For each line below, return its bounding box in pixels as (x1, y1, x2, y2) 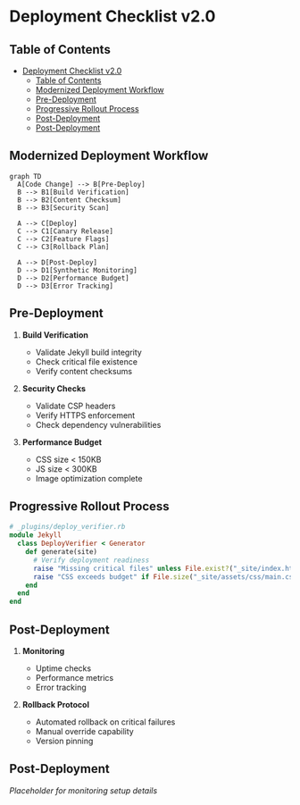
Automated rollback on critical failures (35, 717, 176, 727)
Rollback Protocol (21, 700, 89, 709)
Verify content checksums (35, 365, 132, 376)
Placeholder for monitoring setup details (9, 784, 158, 796)
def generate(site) (25, 548, 98, 557)
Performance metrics (35, 673, 114, 683)
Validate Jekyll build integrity (35, 347, 143, 357)
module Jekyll (9, 531, 62, 540)
